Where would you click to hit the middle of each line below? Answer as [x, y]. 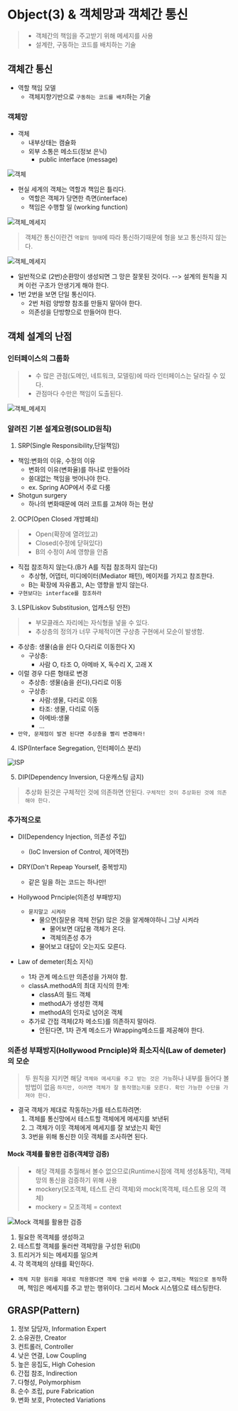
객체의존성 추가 [71, 938]
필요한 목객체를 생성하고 [51, 1237]
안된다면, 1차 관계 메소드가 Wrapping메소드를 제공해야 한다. [121, 1030]
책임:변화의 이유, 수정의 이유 [56, 461]
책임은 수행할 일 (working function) [78, 207]
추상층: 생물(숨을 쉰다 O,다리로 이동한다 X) [76, 647]
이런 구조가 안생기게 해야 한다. [67, 285]
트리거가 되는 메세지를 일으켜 [58, 1254]
